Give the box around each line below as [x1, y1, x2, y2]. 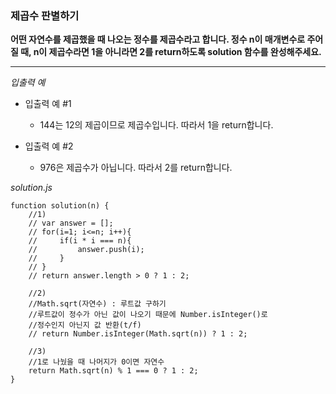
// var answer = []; [28, 218, 114, 229]
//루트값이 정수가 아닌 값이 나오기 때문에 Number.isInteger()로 [28, 310, 268, 320]
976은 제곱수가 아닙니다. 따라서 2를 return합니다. [39, 162, 233, 174]
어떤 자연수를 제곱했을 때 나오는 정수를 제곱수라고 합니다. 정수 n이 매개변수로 [10, 33, 306, 46]
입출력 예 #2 [24, 140, 74, 152]
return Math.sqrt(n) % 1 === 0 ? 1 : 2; [28, 366, 199, 376]
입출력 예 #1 [24, 98, 72, 110]
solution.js [10, 182, 53, 194]
